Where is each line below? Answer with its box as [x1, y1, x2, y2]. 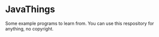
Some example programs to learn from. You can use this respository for [5, 20, 154, 26]
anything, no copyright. [5, 25, 54, 31]
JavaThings [5, 4, 56, 15]
